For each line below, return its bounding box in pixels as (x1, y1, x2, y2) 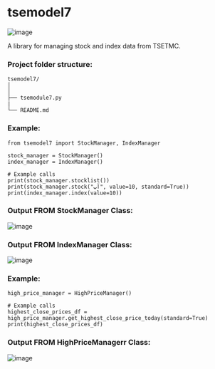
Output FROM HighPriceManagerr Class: (7, 338, 151, 348)
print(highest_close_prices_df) (7, 321, 103, 328)
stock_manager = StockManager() (7, 152, 103, 159)
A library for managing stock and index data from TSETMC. (7, 41, 182, 50)
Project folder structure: (7, 59, 93, 69)
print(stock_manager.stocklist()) (7, 177, 110, 184)
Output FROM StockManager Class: (7, 206, 133, 216)
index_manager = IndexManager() (7, 158, 103, 165)
